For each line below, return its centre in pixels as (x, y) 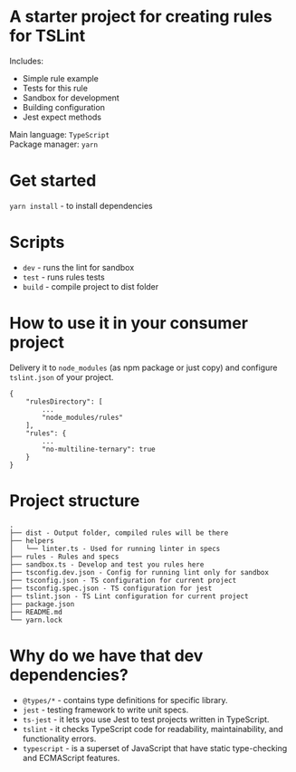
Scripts (37, 243)
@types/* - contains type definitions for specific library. (125, 700)
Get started (53, 181)
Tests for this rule (55, 88)
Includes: (26, 61)
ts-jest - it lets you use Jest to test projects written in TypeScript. (146, 719)
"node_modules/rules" (83, 417)
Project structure (75, 500)
